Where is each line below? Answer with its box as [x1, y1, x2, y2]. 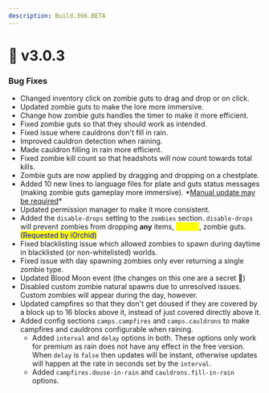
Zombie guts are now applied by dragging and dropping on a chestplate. [19, 171, 259, 180]
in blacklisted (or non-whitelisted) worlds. [19, 247, 158, 258]
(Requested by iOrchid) [19, 230, 97, 240]
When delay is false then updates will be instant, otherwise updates [31, 350, 258, 360]
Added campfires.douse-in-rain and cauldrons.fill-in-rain [31, 367, 234, 377]
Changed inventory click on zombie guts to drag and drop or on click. [19, 93, 251, 103]
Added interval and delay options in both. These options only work [31, 333, 257, 343]
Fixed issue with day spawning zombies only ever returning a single [19, 256, 244, 266]
